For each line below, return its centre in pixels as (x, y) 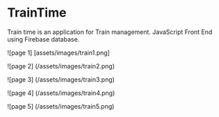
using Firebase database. (43, 39)
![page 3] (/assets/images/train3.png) (61, 79)
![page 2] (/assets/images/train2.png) (61, 66)
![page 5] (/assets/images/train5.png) (61, 106)
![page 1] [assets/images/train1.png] (58, 53)
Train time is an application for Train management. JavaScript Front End (110, 32)
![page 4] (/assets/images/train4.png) (61, 93)
